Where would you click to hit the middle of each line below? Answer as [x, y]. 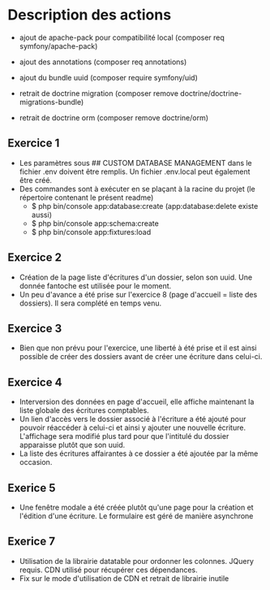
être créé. [36, 180]
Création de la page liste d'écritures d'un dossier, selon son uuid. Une [136, 277]
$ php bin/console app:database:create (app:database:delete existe [145, 206]
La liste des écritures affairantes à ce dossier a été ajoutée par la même [139, 453]
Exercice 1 [34, 143]
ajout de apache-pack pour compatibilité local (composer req [122, 37]
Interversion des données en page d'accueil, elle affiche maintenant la [137, 402]
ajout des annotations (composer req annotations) [103, 62]
